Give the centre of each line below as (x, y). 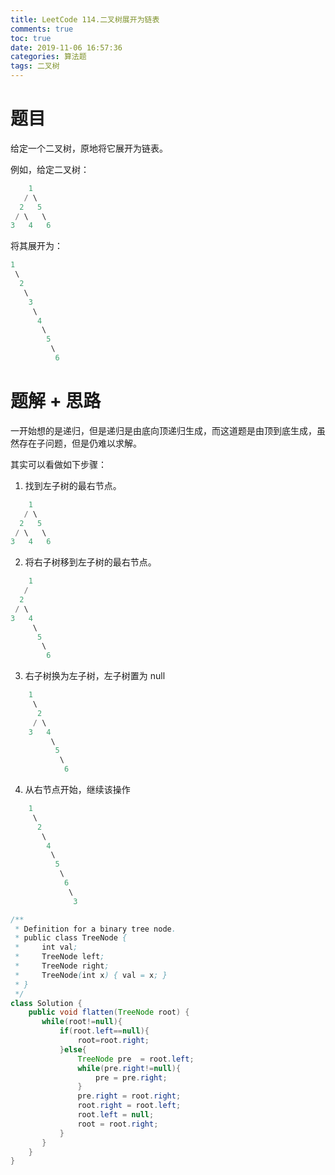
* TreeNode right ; (62, 966)
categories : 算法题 (48, 57)
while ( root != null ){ (82, 1022)
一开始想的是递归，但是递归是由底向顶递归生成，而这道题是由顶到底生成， (163, 430)
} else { (73, 1049)
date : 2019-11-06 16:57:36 (66, 47)
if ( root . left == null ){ (104, 1031)
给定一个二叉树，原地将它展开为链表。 (89, 148)
